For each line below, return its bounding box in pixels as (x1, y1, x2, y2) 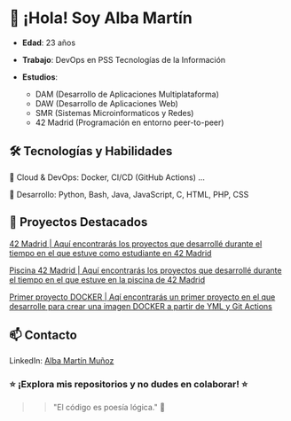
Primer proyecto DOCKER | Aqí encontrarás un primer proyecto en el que (9, 292, 276, 302)
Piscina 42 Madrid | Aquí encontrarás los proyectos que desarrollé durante (9, 265, 282, 276)
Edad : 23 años (21, 37, 76, 48)
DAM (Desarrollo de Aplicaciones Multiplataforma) (35, 89, 220, 99)
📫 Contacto (9, 327, 77, 342)
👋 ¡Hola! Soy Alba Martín (9, 8, 193, 28)
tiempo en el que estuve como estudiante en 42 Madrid (9, 247, 212, 258)
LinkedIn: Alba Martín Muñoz (9, 355, 114, 366)
